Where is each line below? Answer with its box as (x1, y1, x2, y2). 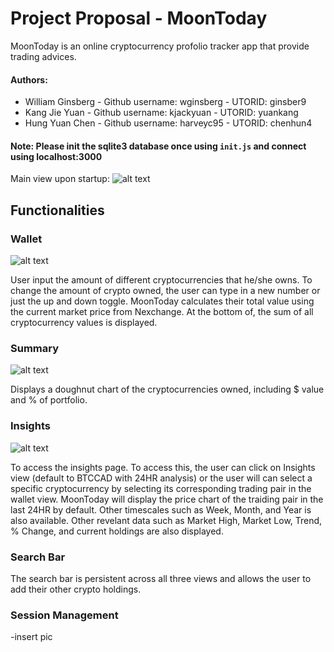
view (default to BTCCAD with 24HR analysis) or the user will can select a (10, 472, 313, 484)
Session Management (10, 608, 119, 622)
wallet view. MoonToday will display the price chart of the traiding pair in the (10, 493, 324, 505)
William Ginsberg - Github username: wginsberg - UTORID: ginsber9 (24, 96, 307, 108)
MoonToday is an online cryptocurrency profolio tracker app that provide (10, 40, 310, 52)
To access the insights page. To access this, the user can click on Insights (10, 461, 316, 473)
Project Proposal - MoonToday (10, 7, 268, 30)
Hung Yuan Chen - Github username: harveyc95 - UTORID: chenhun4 (24, 117, 313, 129)
